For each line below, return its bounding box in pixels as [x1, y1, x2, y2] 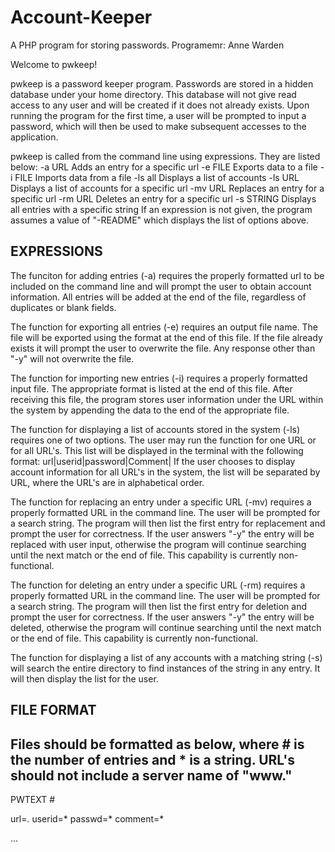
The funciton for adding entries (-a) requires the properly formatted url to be [10, 269, 325, 281]
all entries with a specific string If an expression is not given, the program [10, 203, 313, 215]
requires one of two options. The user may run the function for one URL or [10, 434, 317, 446]
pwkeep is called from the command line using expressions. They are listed [10, 150, 321, 162]
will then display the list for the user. [10, 672, 159, 685]
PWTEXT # [10, 793, 56, 805]
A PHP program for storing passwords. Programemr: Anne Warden [10, 39, 285, 51]
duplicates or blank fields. [10, 301, 117, 313]
